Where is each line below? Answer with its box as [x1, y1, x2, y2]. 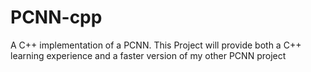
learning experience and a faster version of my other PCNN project [10, 49, 287, 61]
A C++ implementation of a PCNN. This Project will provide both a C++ [10, 39, 302, 51]
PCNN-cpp [10, 6, 103, 29]
